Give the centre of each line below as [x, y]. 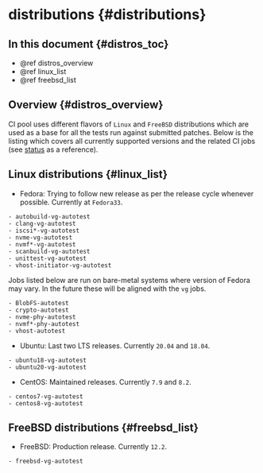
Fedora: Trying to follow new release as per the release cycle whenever [137, 193]
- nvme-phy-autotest [43, 317]
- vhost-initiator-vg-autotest [60, 265]
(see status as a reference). [53, 149]
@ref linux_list [43, 72]
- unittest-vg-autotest [48, 258]
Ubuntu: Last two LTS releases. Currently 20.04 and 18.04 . [115, 345]
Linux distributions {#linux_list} [88, 174]
